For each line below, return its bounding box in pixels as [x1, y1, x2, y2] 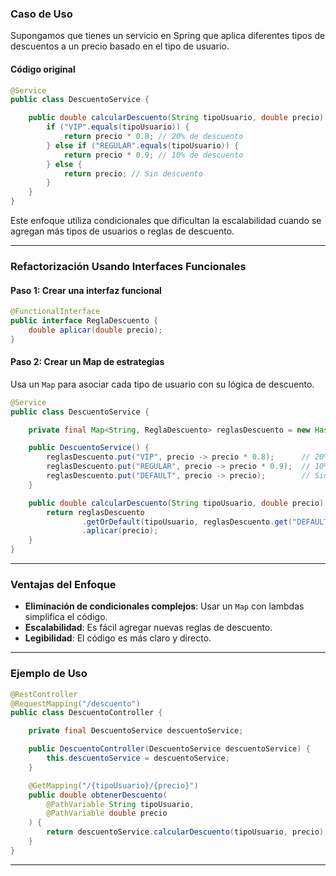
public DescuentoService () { [28, 443, 150, 453]
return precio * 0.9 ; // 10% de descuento [63, 150, 244, 160]
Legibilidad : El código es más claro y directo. [24, 632, 212, 644]
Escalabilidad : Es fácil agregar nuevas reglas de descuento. [24, 622, 273, 634]
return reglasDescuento [46, 507, 145, 517]
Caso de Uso [10, 7, 73, 21]
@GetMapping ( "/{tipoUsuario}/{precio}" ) [28, 780, 199, 791]
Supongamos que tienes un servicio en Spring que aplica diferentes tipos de [10, 30, 326, 42]
